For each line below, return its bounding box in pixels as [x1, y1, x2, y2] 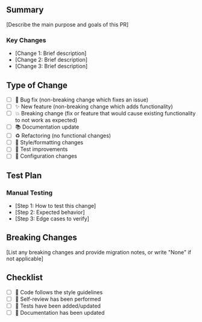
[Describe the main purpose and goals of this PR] [6, 21, 129, 28]
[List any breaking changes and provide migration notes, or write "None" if [6, 248, 192, 256]
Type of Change [6, 80, 68, 90]
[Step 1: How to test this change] [14, 202, 96, 210]
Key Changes [6, 36, 46, 44]
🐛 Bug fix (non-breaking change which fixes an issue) [14, 96, 149, 103]
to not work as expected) [14, 117, 78, 124]
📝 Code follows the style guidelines [14, 288, 103, 295]
